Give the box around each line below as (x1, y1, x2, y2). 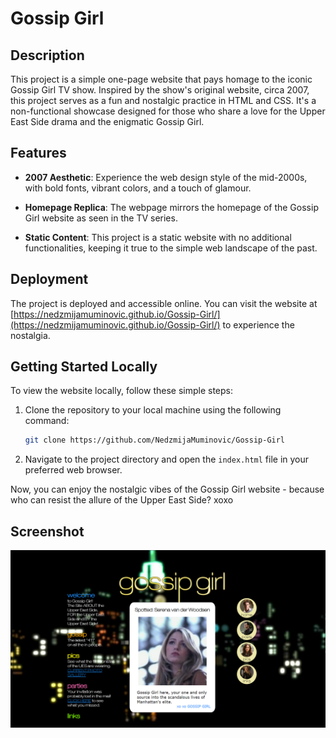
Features (10, 145, 67, 162)
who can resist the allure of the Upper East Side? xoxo (10, 494, 234, 506)
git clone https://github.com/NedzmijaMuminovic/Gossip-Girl (24, 435, 286, 446)
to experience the (222, 318, 295, 331)
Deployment (10, 271, 89, 288)
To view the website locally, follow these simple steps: (10, 385, 234, 397)
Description (10, 47, 85, 64)
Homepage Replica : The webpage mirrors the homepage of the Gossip (24, 201, 319, 213)
